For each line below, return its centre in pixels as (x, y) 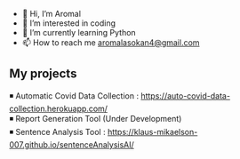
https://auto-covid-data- (186, 95)
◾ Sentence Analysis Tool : (57, 131)
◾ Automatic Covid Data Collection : (74, 95)
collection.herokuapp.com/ (59, 108)
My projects (43, 74)
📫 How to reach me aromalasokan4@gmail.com (111, 43)
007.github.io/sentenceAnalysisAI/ (72, 144)
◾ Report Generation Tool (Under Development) (96, 118)
